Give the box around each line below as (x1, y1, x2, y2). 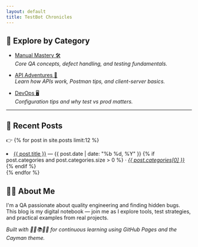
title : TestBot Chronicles (6, 14, 72, 20)
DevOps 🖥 (14, 89, 39, 97)
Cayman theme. (6, 234, 45, 241)
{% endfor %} (6, 169, 40, 176)
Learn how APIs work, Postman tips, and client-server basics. (14, 78, 166, 85)
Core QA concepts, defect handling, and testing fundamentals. (14, 60, 168, 68)
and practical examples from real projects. (6, 214, 109, 221)
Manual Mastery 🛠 (14, 52, 61, 59)
